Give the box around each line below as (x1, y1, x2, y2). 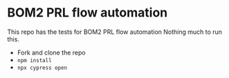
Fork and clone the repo (17, 48, 86, 57)
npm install (17, 57, 52, 64)
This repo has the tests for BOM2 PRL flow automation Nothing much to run (7, 28, 223, 36)
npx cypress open (17, 64, 68, 71)
